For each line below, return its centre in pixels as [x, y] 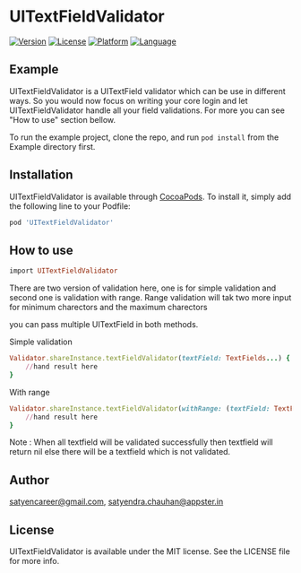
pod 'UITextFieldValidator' [62, 222]
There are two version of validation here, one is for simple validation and [143, 288]
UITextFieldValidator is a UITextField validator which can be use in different [148, 91]
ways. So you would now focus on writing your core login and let [129, 100]
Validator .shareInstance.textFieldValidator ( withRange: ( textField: [140, 408]
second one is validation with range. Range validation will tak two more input [150, 298]
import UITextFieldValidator [64, 271]
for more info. [34, 561]
